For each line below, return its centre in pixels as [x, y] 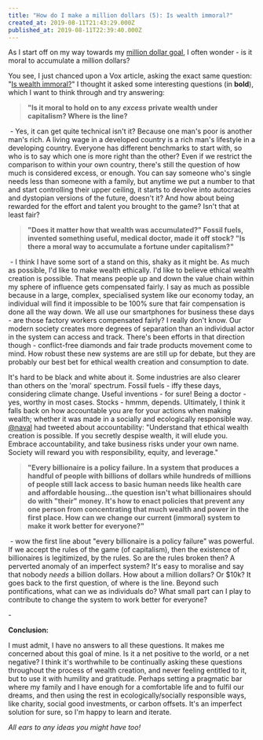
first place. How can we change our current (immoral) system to [134, 518]
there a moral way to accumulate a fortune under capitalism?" [130, 247]
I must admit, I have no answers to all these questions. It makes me [117, 646]
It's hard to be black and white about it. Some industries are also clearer [124, 377]
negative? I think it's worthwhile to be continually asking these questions [125, 662]
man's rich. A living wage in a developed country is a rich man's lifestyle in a [132, 140]
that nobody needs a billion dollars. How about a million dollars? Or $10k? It [130, 575]
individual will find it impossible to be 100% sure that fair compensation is [127, 304]
